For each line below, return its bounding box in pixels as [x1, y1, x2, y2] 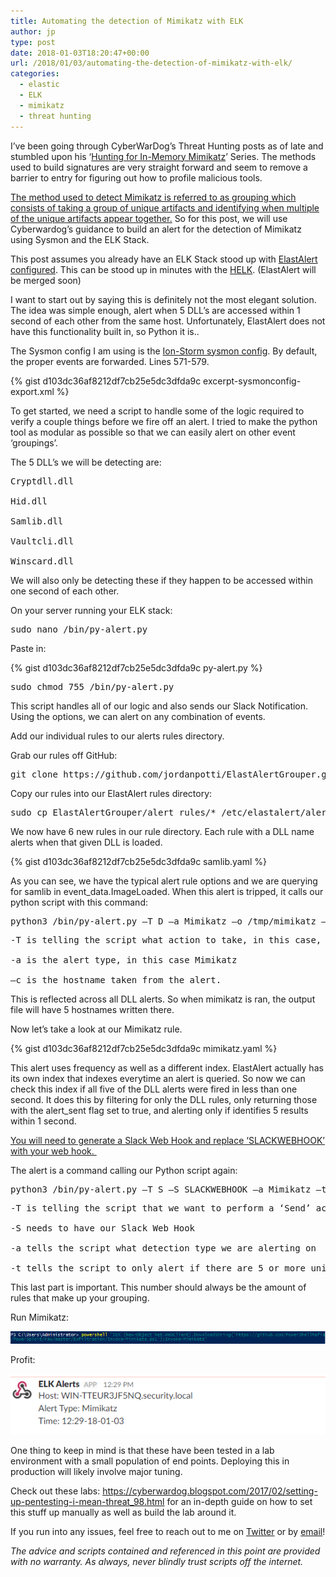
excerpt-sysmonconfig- [203, 375, 302, 387]
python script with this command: [10, 896, 148, 908]
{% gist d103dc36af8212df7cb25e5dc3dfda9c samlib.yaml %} [10, 855, 267, 867]
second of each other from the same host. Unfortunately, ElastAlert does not [10, 315, 326, 327]
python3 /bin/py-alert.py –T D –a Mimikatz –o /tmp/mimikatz [10, 915, 317, 927]
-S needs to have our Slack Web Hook [10, 1222, 196, 1234]
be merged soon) [10, 274, 82, 286]
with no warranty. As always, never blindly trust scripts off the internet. [10, 1556, 304, 1568]
